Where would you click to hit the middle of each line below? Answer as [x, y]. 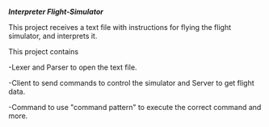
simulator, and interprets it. [53, 36]
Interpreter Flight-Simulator [56, 12]
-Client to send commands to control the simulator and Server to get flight [131, 83]
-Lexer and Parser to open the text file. [73, 67]
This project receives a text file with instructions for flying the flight [120, 27]
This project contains [44, 51]
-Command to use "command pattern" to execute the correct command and [135, 107]
